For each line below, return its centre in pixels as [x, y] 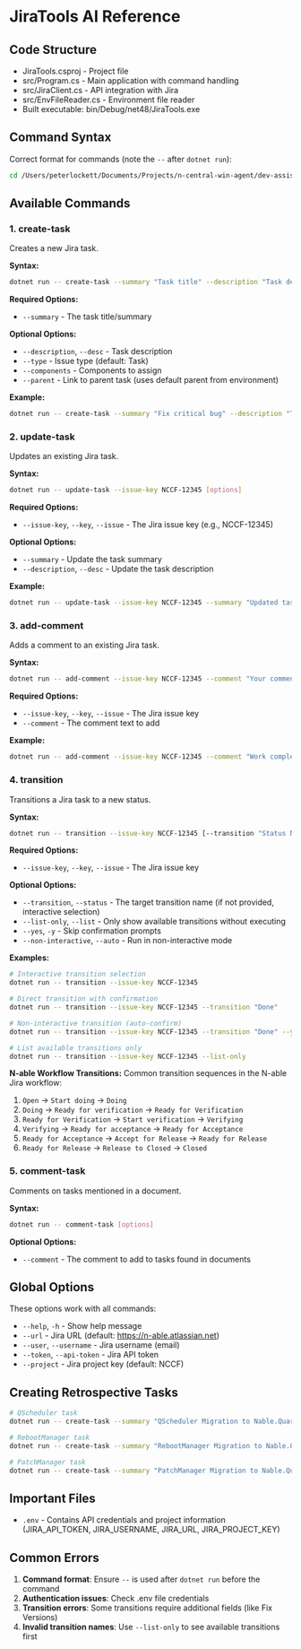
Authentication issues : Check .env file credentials [116, 1599]
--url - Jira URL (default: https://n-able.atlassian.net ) [120, 1336]
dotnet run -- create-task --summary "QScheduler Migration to [130, 1422]
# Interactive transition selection [77, 975]
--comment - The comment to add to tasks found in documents [136, 1259]
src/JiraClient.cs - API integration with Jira [100, 90]
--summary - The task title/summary [87, 317]
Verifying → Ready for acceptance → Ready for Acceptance [133, 1129]
